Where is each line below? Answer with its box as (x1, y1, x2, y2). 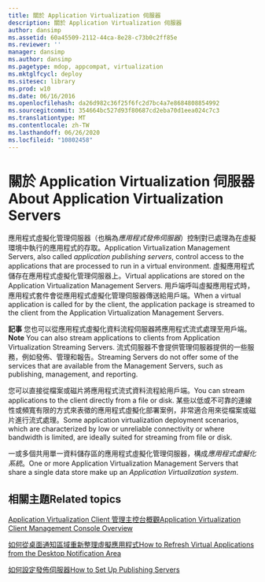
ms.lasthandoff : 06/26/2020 (8, 128, 101, 136)
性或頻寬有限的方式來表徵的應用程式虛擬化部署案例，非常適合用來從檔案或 (8, 406, 249, 415)
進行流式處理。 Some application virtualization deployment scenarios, (14, 415, 239, 425)
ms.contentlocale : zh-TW (8, 121, 90, 129)
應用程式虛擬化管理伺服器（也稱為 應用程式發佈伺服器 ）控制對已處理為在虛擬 (8, 233, 256, 243)
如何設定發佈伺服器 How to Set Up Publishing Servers (8, 565, 180, 575)
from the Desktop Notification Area (8, 549, 122, 558)
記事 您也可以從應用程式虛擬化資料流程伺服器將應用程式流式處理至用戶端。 (8, 324, 252, 334)
